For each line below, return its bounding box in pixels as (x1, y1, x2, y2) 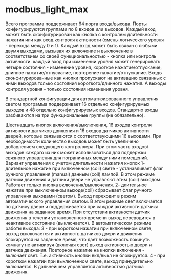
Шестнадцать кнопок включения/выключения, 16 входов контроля (5, 122, 152, 128)
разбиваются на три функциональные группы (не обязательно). (5, 112, 145, 118)
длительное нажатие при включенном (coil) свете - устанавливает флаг (5, 165, 163, 171)
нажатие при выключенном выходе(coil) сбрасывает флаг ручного (5, 187, 152, 193)
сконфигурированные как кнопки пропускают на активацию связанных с (5, 75, 166, 81)
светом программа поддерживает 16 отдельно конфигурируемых (5, 101, 150, 107)
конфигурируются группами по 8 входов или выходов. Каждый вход (5, 26, 156, 32)
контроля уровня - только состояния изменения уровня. (5, 85, 130, 92)
